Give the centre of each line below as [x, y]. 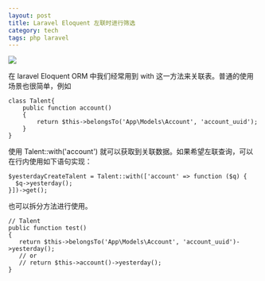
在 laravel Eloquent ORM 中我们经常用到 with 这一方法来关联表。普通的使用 [131, 76]
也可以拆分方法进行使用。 [50, 206]
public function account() [67, 108]
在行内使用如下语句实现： [50, 162]
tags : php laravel [39, 38]
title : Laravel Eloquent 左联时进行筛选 [72, 23]
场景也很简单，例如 [40, 86]
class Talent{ [32, 101]
